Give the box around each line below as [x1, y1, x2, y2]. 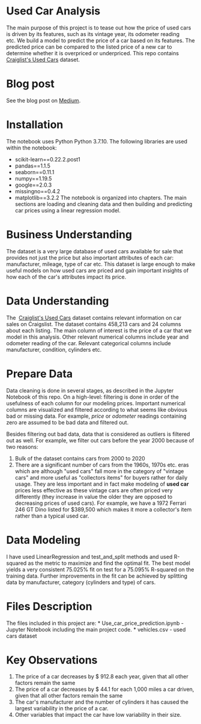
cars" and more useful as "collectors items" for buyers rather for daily [14, 474, 188, 481]
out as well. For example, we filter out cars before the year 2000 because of [6, 436, 194, 444]
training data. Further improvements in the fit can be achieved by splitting [6, 572, 188, 579]
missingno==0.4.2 [14, 187, 61, 195]
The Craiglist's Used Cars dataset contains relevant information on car [6, 314, 182, 321]
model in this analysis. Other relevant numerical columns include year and [6, 333, 189, 340]
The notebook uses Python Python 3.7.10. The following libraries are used [6, 137, 188, 145]
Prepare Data [6, 367, 73, 381]
